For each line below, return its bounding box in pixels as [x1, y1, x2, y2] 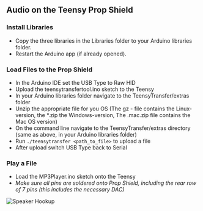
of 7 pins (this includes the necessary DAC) [15, 186, 125, 193]
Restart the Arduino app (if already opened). [15, 50, 127, 57]
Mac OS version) [15, 118, 58, 125]
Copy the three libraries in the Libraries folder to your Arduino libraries [15, 37, 193, 45]
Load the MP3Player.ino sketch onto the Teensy [15, 173, 136, 181]
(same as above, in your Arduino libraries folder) [15, 131, 138, 138]
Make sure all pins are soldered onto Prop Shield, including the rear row [15, 179, 197, 187]
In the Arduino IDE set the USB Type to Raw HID [15, 79, 136, 86]
